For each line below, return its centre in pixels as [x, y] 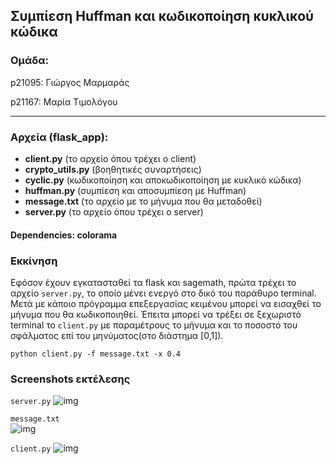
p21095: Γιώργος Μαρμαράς [70, 82]
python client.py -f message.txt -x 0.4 [96, 354]
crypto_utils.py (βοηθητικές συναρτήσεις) [113, 169]
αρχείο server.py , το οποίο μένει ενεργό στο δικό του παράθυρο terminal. [163, 293]
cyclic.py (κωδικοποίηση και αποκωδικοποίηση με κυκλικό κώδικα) [163, 180]
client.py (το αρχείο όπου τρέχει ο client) [110, 158]
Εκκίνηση [34, 261]
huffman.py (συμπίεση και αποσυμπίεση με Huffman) [135, 190]
